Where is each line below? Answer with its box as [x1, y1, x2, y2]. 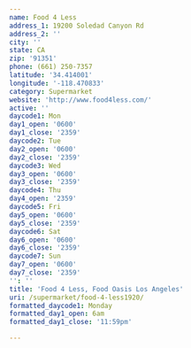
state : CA [9, 46, 46, 55]
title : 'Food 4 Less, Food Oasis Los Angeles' [9, 284, 184, 293]
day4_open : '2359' [9, 194, 77, 204]
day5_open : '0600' [9, 210, 77, 220]
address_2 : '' [9, 29, 62, 38]
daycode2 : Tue [9, 136, 62, 145]
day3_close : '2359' [9, 178, 81, 187]
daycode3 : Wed [9, 161, 62, 170]
